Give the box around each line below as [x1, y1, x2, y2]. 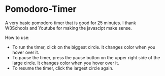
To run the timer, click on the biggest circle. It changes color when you [12, 44, 156, 50]
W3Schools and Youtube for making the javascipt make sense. [5, 25, 132, 31]
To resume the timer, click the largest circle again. [12, 65, 114, 71]
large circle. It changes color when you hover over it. [12, 60, 119, 66]
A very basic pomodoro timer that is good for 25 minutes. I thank [5, 20, 136, 26]
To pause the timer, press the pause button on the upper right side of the [12, 54, 160, 60]
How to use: [5, 35, 30, 40]
